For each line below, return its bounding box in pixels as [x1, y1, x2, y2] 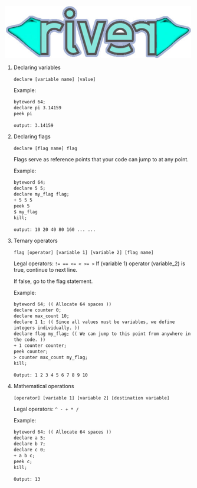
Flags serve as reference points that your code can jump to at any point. [13, 155, 189, 162]
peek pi [13, 110, 32, 116]
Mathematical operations [13, 382, 74, 389]
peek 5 [13, 203, 30, 209]
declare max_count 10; [13, 313, 70, 319]
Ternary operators [13, 237, 58, 244]
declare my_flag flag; [13, 191, 70, 197]
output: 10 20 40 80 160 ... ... [13, 226, 96, 233]
